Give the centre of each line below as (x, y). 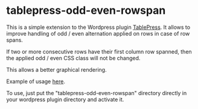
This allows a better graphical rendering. (56, 69)
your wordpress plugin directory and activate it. (65, 99)
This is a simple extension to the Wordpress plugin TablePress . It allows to (98, 27)
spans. (14, 40)
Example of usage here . (36, 81)
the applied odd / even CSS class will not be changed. (73, 58)
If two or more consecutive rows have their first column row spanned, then (99, 51)
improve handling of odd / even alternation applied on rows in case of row (98, 33)
